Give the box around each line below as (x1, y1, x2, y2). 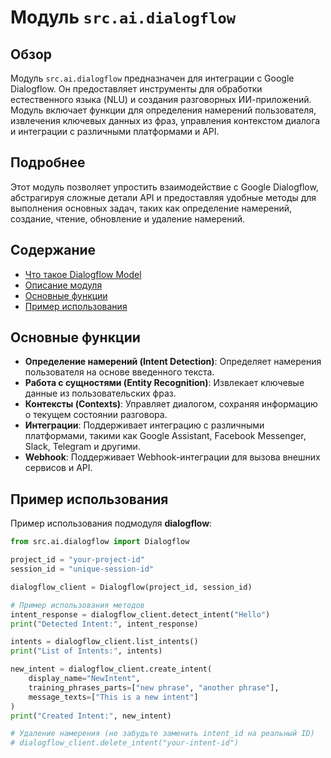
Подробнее (10, 154, 86, 171)
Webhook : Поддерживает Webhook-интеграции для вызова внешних (24, 451, 321, 463)
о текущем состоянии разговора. (24, 409, 168, 421)
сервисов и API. (24, 462, 93, 474)
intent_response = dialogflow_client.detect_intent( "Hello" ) (10, 609, 271, 620)
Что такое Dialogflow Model (24, 268, 142, 280)
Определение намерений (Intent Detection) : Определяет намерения (24, 356, 322, 368)
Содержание (10, 242, 97, 259)
